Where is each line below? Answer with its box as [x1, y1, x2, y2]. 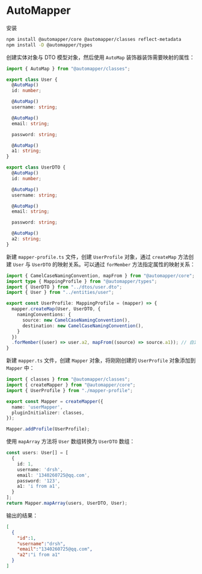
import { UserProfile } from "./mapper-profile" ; [6, 387, 133, 393]
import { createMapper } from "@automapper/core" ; [6, 382, 136, 388]
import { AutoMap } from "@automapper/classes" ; [6, 66, 130, 72]
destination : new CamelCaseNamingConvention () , [22, 323, 144, 329]
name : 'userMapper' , [11, 404, 63, 410]
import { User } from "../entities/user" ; [6, 290, 114, 296]
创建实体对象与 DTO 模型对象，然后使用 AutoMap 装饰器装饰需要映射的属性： [6, 54, 195, 61]
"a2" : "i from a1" [17, 552, 61, 558]
